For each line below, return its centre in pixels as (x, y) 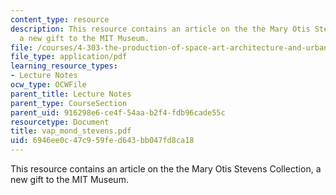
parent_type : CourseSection (69, 103)
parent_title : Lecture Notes (71, 94)
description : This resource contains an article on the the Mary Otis (160, 29)
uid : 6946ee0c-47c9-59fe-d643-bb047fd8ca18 (102, 141)
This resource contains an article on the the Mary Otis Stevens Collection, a (166, 169)
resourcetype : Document (60, 122)
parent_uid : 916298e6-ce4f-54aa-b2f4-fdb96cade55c (118, 112)
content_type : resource (60, 19)
